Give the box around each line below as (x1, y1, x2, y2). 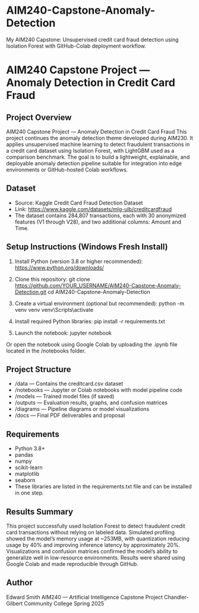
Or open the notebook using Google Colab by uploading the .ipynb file (6, 340, 178, 348)
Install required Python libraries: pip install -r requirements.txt (14, 317, 165, 325)
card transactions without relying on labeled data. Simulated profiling (6, 529, 175, 535)
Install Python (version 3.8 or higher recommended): (14, 258, 143, 265)
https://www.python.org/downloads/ (14, 264, 104, 271)
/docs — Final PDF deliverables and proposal (14, 412, 125, 419)
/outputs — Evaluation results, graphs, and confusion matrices (14, 399, 168, 406)
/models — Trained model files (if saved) (14, 393, 115, 400)
